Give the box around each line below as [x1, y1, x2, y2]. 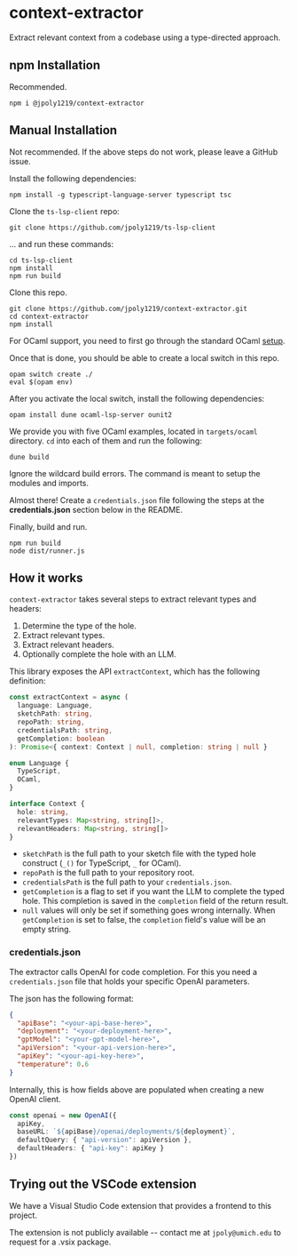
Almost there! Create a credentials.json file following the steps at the [9, 494, 265, 505]
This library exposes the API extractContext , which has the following [9, 666, 261, 677]
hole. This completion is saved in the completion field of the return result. [21, 896, 289, 907]
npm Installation [9, 58, 101, 73]
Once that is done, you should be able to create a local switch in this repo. [9, 352, 280, 363]
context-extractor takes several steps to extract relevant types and [9, 594, 257, 604]
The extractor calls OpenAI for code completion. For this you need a [9, 966, 257, 977]
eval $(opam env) [9, 377, 74, 387]
